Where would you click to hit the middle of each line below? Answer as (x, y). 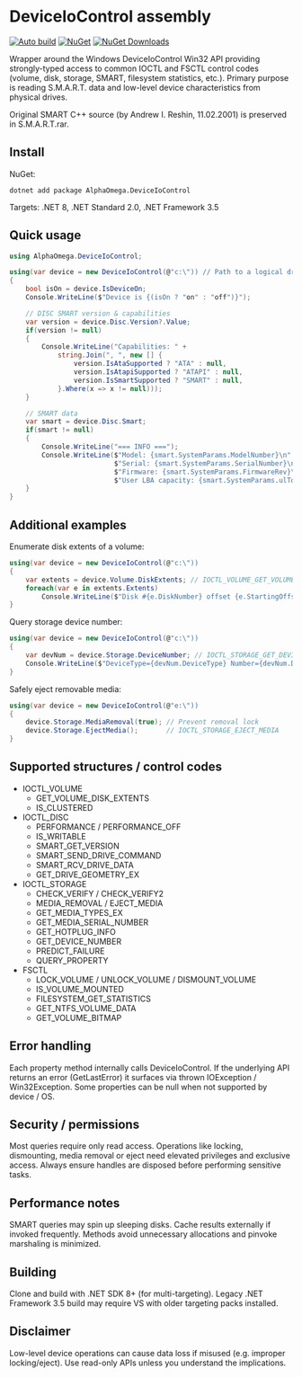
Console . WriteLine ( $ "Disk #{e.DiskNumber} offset (136, 596)
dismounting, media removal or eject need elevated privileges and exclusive (150, 1156)
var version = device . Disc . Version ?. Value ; (108, 322)
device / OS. (32, 1096)
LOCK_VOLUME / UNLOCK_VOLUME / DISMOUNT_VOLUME (146, 979)
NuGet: (22, 173)
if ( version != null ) (64, 330)
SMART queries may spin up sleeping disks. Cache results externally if (140, 1225)
